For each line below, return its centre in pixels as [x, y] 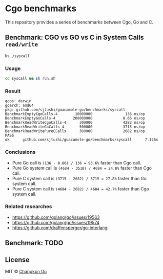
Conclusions [20, 152]
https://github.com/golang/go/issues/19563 [56, 217]
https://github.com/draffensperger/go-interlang [60, 228]
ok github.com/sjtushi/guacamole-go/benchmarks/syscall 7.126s [82, 140]
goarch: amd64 [20, 106]
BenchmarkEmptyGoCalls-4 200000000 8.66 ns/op [75, 118]
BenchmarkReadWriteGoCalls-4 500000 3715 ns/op [75, 127]
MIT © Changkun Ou [26, 272]
